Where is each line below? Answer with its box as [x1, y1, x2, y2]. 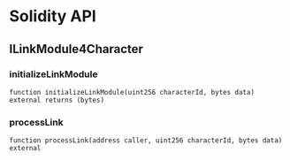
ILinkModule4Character [9, 42, 144, 57]
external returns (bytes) [9, 95, 104, 104]
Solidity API [9, 6, 97, 27]
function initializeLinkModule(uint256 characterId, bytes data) [9, 88, 255, 96]
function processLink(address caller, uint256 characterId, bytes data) [9, 136, 283, 145]
